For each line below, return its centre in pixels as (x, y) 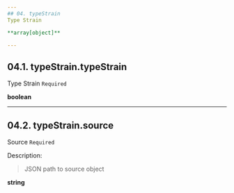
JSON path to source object (64, 169)
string (16, 182)
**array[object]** (34, 33)
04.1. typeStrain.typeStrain (67, 67)
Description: (25, 156)
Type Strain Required (37, 83)
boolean (19, 97)
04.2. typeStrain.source (61, 125)
